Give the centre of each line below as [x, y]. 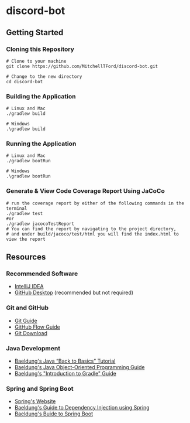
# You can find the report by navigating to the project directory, [91, 229]
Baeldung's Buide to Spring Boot [54, 414]
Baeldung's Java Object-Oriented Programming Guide [80, 367]
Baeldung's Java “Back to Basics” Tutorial [65, 361]
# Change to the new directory [44, 76]
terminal [17, 208]
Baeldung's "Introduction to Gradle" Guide [65, 374]
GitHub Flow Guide [37, 327]
